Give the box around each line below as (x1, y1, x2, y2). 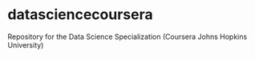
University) (7, 40, 44, 49)
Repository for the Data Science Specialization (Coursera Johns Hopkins (7, 32, 248, 41)
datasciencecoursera (7, 6, 153, 24)
